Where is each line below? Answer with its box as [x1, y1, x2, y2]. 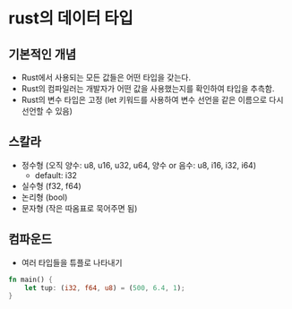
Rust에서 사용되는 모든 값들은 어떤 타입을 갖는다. [21, 73, 192, 82]
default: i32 [34, 169, 78, 180]
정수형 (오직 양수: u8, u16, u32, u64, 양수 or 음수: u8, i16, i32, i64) [21, 159, 257, 170]
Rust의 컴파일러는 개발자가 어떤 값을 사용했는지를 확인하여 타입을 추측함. [21, 83, 275, 94]
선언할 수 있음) [21, 106, 73, 116]
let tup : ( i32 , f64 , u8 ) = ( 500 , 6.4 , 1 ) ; [24, 283, 185, 292]
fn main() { [8, 275, 53, 284]
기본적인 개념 [8, 47, 77, 62]
